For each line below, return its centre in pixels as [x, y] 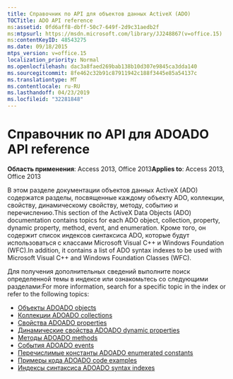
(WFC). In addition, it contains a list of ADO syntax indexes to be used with [115, 250]
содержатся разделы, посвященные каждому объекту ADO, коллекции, [116, 197]
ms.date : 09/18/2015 [38, 47]
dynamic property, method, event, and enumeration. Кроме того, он [107, 228]
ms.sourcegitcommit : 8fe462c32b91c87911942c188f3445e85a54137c [102, 73]
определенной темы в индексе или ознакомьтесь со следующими [108, 279]
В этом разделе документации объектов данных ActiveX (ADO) [103, 190]
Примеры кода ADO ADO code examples [77, 360]
